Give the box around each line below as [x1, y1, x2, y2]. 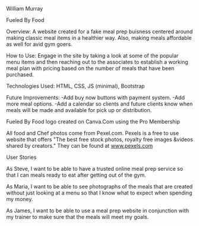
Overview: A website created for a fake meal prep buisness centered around [6, 28, 193, 35]
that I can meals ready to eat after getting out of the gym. [6, 171, 147, 179]
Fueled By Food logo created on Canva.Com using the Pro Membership [6, 118, 180, 125]
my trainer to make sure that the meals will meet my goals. [6, 214, 149, 220]
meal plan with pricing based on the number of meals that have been [6, 65, 175, 72]
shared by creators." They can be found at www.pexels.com [6, 142, 153, 149]
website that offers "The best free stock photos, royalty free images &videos [6, 136, 193, 143]
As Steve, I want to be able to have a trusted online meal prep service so [6, 165, 184, 172]
